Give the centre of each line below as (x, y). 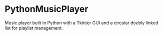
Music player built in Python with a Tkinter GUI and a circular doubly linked (81, 23)
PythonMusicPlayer (46, 9)
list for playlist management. (34, 28)
